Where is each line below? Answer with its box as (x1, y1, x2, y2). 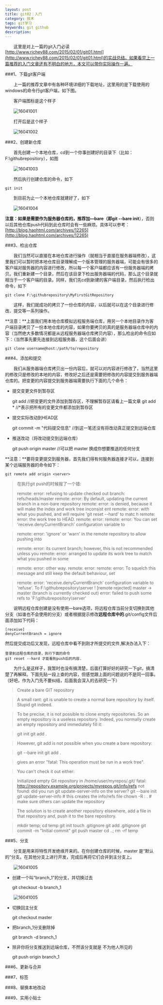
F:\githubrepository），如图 (5, 156, 59, 161)
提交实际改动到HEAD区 (12, 415, 58, 420)
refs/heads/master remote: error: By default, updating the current (16, 496, 148, 502)
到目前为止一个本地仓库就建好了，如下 (13, 195, 90, 201)
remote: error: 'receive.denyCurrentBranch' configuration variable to (16, 580, 154, 586)
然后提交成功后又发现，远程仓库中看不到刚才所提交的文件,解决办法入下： (5, 640, 151, 646)
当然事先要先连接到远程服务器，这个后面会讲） (15, 336, 109, 342)
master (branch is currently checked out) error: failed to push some (16, 590, 152, 596)
